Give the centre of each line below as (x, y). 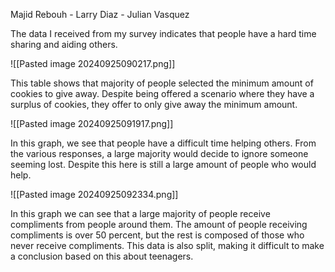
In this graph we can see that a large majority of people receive (140, 213)
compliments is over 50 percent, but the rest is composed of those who (157, 235)
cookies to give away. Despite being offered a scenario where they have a (162, 93)
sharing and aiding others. (64, 44)
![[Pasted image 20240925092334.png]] (94, 194)
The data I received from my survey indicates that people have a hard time (163, 33)
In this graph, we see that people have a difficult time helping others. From (163, 143)
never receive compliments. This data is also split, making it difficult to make (167, 245)
